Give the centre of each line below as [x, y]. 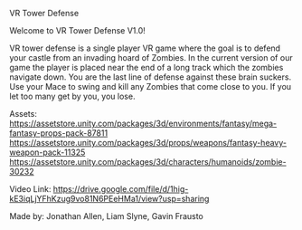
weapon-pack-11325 [47, 152]
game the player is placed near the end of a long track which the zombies [146, 67]
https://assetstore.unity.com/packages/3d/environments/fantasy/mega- [143, 123]
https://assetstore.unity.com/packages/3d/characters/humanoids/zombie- [148, 162]
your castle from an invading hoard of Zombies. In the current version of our [151, 57]
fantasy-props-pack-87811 [59, 133]
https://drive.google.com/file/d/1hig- [121, 189]
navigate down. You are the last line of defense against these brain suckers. [151, 77]
